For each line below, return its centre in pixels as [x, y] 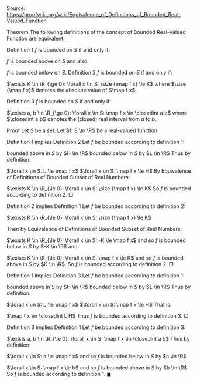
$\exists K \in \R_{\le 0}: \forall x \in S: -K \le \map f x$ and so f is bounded [96, 240]
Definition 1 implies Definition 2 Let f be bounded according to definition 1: [96, 142]
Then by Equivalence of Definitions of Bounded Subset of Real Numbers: [94, 229]
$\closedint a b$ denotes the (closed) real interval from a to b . [82, 119]
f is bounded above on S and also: [48, 61]
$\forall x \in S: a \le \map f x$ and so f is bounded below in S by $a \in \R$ [96, 357]
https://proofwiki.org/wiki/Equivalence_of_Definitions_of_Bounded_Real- [94, 15]
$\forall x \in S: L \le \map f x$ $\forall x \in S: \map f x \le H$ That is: [89, 305]
